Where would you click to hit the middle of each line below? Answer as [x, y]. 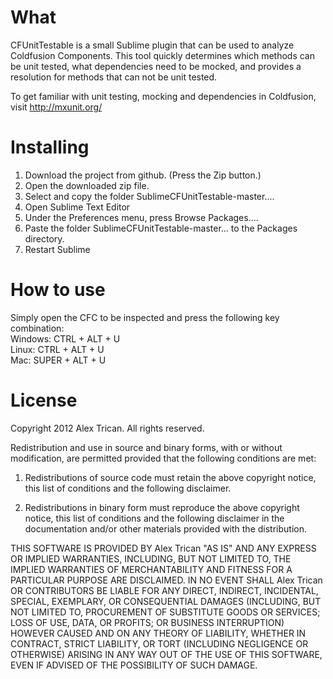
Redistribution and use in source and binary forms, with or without [146, 447]
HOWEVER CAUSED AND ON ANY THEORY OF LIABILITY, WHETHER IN [158, 633]
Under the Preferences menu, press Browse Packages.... [141, 217]
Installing [50, 147]
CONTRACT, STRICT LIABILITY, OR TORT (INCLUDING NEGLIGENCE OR [159, 643]
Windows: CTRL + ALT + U [65, 338]
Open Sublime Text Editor [77, 207]
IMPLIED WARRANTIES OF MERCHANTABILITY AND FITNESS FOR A [151, 569]
